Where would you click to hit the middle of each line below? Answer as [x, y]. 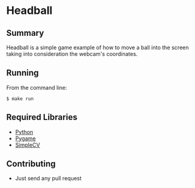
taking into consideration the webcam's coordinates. [72, 54]
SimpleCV [28, 145]
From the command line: [37, 87]
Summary [25, 33]
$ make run [20, 99]
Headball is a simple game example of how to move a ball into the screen [98, 47]
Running [23, 73]
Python [24, 132]
